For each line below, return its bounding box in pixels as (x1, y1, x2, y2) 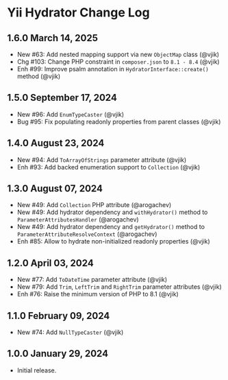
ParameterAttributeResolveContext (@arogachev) (16, 230, 157, 238)
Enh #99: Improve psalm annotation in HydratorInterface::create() (16, 65, 209, 73)
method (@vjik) (16, 72, 61, 80)
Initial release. (16, 366, 57, 375)
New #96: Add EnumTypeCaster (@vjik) (16, 110, 125, 118)
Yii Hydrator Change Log (7, 5, 150, 21)
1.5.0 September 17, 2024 (7, 92, 118, 104)
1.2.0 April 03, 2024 (7, 257, 94, 269)
